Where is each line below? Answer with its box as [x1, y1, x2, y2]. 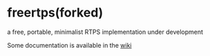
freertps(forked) [7, 5, 104, 21]
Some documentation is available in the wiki [7, 41, 132, 49]
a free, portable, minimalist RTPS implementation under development [7, 28, 204, 36]
